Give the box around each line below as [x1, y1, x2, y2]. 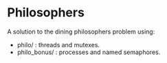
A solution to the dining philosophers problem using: [7, 27, 155, 36]
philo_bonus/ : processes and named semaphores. [16, 48, 161, 56]
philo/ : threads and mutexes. [16, 40, 100, 49]
